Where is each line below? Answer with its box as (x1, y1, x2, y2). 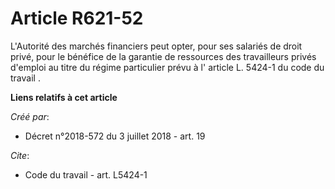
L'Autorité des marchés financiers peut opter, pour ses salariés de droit (10, 40, 303, 52)
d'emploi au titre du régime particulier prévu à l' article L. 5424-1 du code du (10, 61, 325, 73)
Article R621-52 (10, 7, 144, 30)
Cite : (10, 149, 30, 161)
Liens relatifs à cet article (10, 91, 118, 103)
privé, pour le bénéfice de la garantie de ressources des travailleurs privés (10, 50, 317, 62)
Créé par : (10, 110, 50, 122)
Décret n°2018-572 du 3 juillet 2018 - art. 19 (24, 130, 206, 142)
